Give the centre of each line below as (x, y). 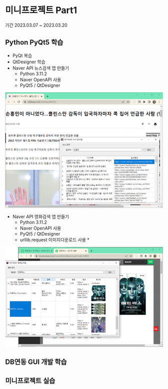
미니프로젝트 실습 (30, 381)
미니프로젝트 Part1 (41, 10)
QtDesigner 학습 (29, 62)
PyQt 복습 (22, 55)
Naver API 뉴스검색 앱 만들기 (41, 68)
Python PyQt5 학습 (34, 42)
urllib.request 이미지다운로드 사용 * (55, 240)
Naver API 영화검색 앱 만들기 (41, 217)
